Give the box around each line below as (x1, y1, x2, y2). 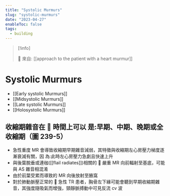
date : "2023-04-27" (5, 17, 47, 22)
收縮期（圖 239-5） (5, 132, 67, 141)
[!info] (17, 45, 30, 51)
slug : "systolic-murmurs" (5, 12, 60, 17)
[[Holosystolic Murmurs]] (12, 106, 65, 113)
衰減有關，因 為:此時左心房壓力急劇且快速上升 (17, 153, 113, 159)
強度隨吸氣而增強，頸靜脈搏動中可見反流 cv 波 (26, 185, 123, 191)
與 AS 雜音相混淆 (12, 166, 48, 172)
